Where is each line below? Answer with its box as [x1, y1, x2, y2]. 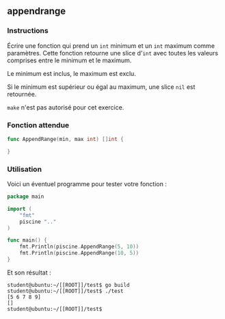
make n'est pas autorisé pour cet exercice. [7, 103, 124, 112]
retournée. [7, 90, 37, 98]
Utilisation [7, 164, 42, 174]
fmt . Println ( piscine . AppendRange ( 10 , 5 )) [19, 250, 139, 257]
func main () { [7, 237, 48, 244]
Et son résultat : [7, 268, 51, 277]
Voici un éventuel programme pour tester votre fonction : [7, 180, 168, 188]
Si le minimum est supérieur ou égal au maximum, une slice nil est [7, 82, 196, 91]
